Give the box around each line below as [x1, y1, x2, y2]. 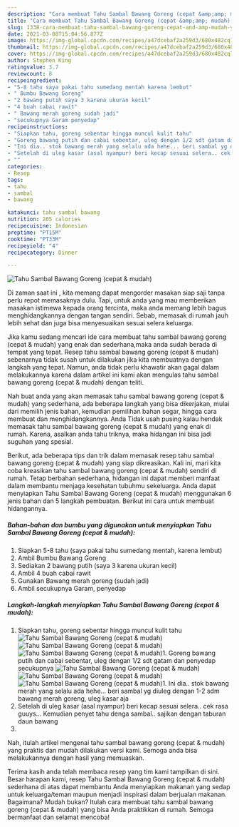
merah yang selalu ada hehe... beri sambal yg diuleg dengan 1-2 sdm [17, 686, 220, 696]
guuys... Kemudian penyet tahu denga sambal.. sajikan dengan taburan [17, 709, 226, 718]
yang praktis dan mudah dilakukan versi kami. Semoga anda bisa [7, 746, 198, 755]
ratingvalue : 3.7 [7, 64, 59, 71]
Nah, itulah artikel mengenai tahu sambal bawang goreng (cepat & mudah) [7, 739, 225, 747]
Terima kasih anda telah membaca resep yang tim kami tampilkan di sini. [7, 768, 220, 776]
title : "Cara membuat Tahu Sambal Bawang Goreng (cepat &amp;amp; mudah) [7, 17, 231, 24]
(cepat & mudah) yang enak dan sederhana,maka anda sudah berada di [7, 340, 218, 349]
